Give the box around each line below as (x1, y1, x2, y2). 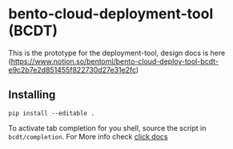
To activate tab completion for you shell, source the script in (8, 123, 207, 132)
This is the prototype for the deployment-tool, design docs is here (8, 48, 226, 57)
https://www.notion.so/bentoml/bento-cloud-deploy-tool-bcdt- (10, 57, 219, 66)
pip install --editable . (8, 109, 94, 117)
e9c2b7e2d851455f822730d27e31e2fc (8, 65, 136, 74)
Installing (8, 88, 56, 102)
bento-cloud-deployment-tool (8, 5, 214, 23)
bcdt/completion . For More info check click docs (8, 131, 168, 141)
